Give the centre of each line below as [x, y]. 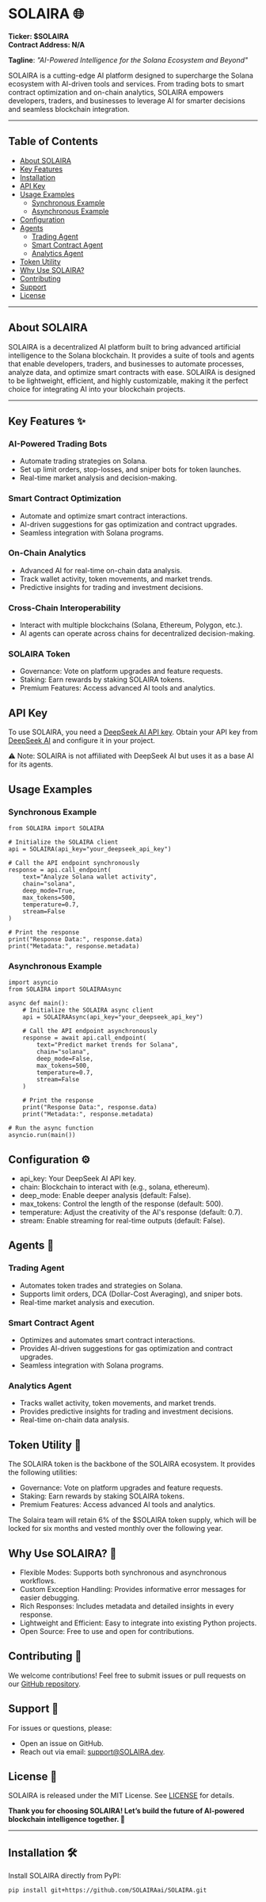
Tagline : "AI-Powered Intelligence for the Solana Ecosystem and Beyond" [128, 59]
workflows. [38, 1581]
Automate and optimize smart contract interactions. [103, 515]
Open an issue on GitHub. [62, 1743]
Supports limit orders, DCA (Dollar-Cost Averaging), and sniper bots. [131, 1294]
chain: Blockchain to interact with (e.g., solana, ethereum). [114, 1187]
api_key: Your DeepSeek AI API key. [78, 1179]
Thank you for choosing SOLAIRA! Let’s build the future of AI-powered [126, 1811]
